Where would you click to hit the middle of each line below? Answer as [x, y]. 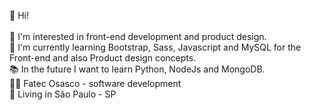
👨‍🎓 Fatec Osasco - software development [95, 83]
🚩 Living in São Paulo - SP [63, 94]
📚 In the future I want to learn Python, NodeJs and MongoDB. [137, 69]
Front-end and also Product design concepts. [103, 58]
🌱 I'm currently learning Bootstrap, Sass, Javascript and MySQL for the [155, 47]
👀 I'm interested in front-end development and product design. [138, 36]
